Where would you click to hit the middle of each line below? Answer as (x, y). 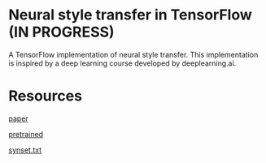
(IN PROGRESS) (62, 32)
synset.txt (25, 150)
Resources (46, 96)
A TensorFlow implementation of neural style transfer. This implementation (133, 54)
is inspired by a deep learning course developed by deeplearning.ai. (122, 63)
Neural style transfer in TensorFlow (130, 15)
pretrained (26, 134)
